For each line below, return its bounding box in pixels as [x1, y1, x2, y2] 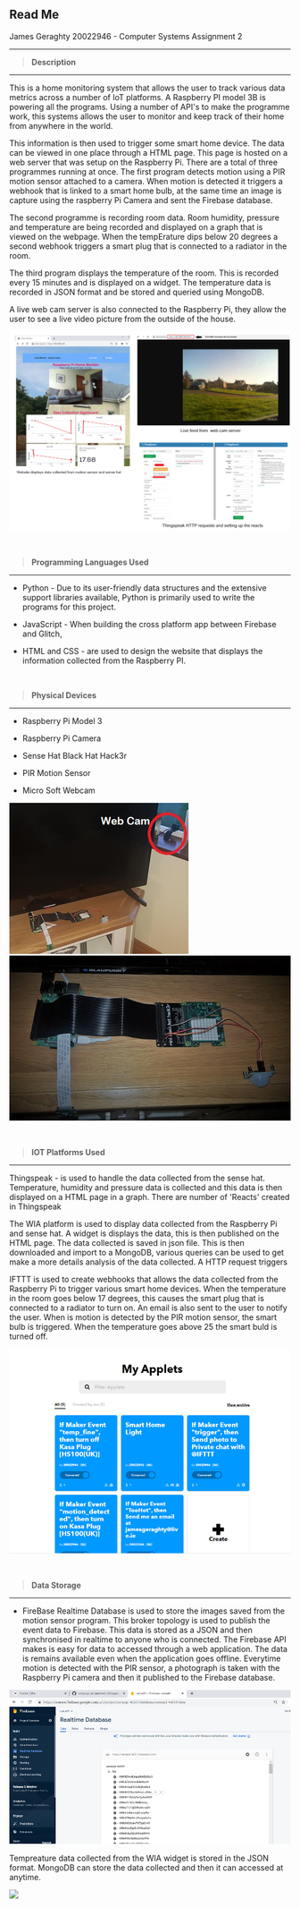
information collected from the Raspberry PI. [21, 655, 187, 666]
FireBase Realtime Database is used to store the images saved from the [21, 1606, 286, 1616]
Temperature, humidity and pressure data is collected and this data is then [9, 1181, 283, 1193]
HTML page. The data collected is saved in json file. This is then [9, 1237, 246, 1248]
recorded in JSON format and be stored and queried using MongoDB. [9, 286, 265, 297]
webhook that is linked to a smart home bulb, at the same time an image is [9, 185, 282, 196]
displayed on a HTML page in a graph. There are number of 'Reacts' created [9, 1191, 290, 1202]
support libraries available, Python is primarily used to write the [21, 592, 255, 602]
